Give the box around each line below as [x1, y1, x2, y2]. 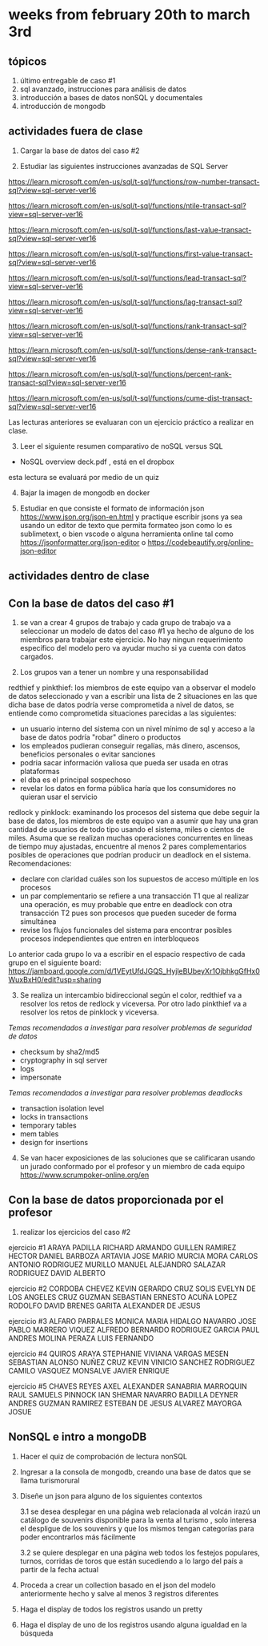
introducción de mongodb [19, 102, 106, 111]
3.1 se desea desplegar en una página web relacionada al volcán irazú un [19, 1507, 261, 1516]
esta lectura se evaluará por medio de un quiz [8, 472, 160, 482]
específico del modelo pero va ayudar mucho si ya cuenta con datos [19, 643, 246, 653]
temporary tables [19, 1120, 78, 1131]
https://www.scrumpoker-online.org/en [19, 1170, 150, 1180]
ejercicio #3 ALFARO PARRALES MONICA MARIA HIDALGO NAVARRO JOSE [8, 1316, 257, 1325]
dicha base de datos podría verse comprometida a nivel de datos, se [8, 700, 234, 710]
